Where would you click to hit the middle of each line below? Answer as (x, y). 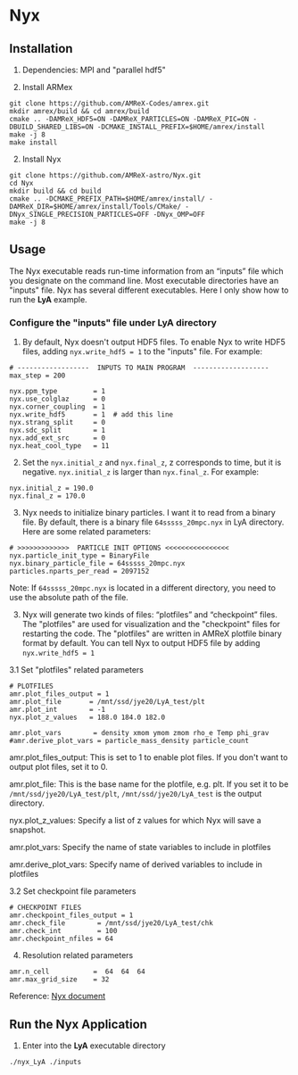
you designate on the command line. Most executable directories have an (144, 280)
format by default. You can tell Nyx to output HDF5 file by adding (141, 643)
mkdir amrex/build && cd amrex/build (79, 112)
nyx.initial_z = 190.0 (51, 488)
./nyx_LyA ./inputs (46, 1062)
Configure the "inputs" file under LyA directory (113, 322)
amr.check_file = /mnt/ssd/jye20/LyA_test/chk (112, 923)
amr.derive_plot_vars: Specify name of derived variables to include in (136, 864)
